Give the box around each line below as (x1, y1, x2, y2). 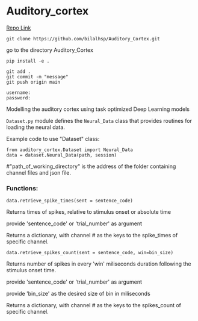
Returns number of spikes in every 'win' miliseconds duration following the (6, 260, 191, 267)
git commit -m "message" (6, 73, 69, 79)
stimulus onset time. (6, 267, 57, 274)
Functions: (6, 184, 39, 192)
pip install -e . (6, 58, 50, 64)
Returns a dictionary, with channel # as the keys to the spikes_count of (6, 302, 182, 309)
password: (6, 95, 31, 101)
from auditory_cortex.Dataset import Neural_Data (6, 146, 134, 153)
